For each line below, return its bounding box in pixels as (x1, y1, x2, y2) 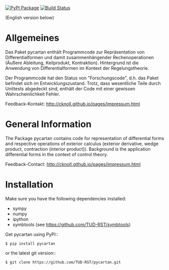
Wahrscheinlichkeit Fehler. (5, 91, 60, 97)
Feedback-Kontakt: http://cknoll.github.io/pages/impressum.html (5, 101, 140, 107)
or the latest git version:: (5, 250, 56, 256)
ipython (12, 216, 29, 222)
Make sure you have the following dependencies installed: (5, 195, 126, 202)
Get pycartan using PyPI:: (5, 231, 58, 237)
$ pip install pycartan (5, 241, 56, 246)
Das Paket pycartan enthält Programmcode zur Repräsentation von (5, 49, 145, 55)
